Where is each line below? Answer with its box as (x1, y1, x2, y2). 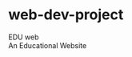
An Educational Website (8, 40, 87, 50)
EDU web (8, 32, 39, 42)
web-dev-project (8, 6, 124, 24)
